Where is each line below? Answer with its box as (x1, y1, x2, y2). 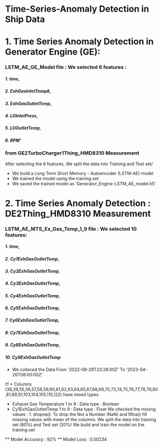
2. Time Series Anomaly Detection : (5, 197, 151, 209)
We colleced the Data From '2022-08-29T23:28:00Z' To (12, 367, 126, 372)
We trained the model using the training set (12, 175, 99, 181)
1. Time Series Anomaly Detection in (5, 36, 154, 47)
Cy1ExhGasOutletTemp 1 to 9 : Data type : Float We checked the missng (12, 406, 156, 412)
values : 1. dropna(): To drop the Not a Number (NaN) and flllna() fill (12, 411, 147, 417)
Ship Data (5, 14, 45, 25)
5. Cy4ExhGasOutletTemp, (5, 292, 61, 298)
